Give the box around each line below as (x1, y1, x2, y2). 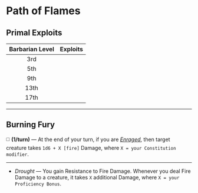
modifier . (6, 151, 29, 158)
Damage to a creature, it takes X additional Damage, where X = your (14, 174, 180, 181)
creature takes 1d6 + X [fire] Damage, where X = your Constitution (6, 144, 176, 151)
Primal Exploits (6, 28, 62, 38)
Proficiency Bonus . (14, 180, 62, 187)
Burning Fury (6, 120, 55, 130)
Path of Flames (6, 4, 81, 18)
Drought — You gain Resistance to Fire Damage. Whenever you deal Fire (14, 167, 191, 175)
